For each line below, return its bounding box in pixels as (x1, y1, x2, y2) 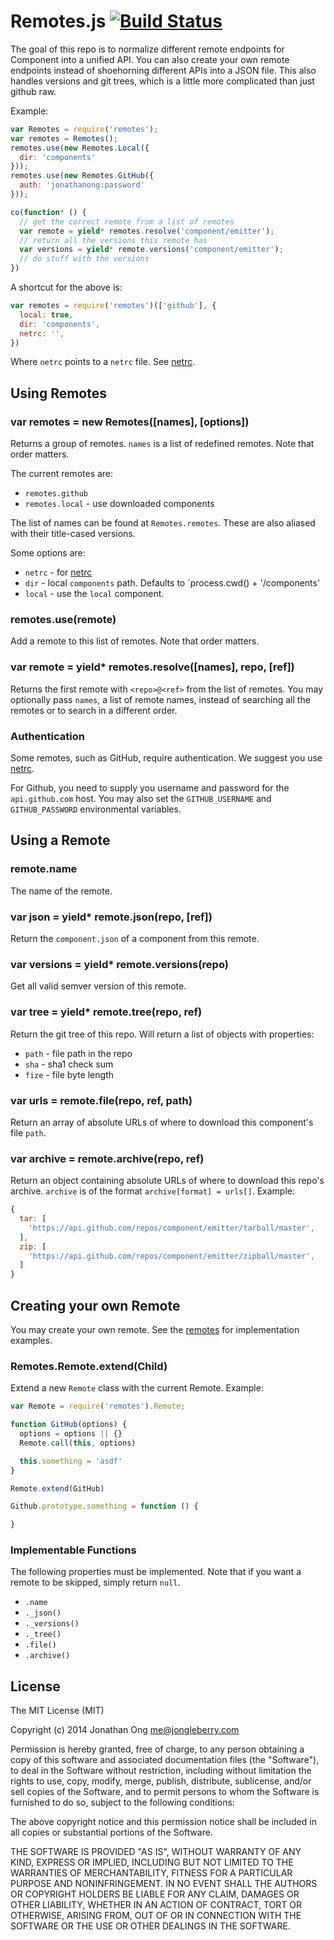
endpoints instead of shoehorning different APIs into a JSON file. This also (10, 64, 317, 76)
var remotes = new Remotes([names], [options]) (10, 415, 250, 429)
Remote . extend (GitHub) (10, 1483, 105, 1494)
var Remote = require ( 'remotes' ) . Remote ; (10, 1401, 186, 1412)
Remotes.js (10, 10, 107, 33)
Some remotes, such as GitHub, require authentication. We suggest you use (10, 752, 323, 764)
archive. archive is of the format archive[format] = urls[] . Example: (10, 1185, 295, 1197)
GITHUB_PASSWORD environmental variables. (10, 803, 182, 815)
